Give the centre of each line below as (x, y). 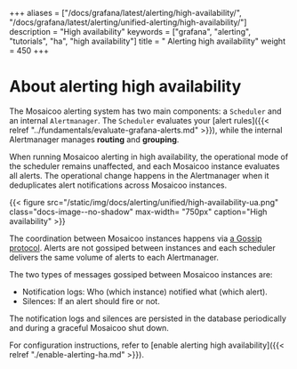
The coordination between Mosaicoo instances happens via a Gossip (136, 238)
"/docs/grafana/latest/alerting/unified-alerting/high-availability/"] (128, 22)
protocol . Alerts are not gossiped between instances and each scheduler (142, 247)
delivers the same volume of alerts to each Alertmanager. (114, 257)
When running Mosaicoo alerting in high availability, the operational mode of (149, 156)
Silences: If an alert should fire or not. (91, 301)
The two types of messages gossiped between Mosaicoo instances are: (141, 274)
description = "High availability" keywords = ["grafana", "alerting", (130, 32)
